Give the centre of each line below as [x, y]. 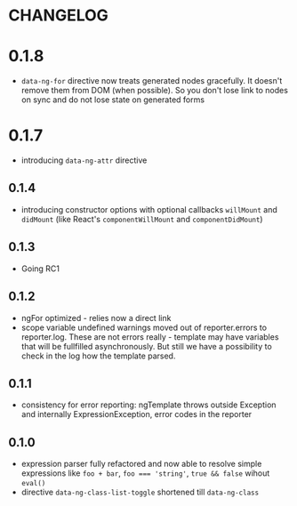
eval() [33, 484]
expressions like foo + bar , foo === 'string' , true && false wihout [145, 473]
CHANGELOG [58, 16]
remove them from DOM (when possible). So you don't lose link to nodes [154, 91]
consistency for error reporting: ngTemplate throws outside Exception [148, 405]
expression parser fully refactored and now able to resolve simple [141, 464]
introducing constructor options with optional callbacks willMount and [149, 209]
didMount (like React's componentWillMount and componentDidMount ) [142, 219]
